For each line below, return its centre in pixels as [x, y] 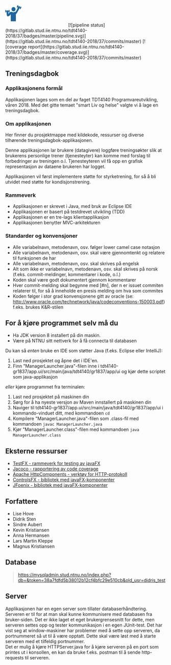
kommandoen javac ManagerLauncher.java [57, 424]
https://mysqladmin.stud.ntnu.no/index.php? [64, 575]
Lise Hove [23, 514]
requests [15, 657]
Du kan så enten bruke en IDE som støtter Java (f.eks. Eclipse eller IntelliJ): [84, 351]
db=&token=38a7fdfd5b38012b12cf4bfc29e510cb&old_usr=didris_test [92, 580]
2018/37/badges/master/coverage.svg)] [47, 52]
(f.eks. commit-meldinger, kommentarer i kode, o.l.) [67, 274]
